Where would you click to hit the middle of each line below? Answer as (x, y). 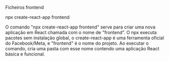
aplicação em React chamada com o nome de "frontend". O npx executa (81, 32)
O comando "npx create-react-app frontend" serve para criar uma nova (80, 27)
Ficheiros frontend (25, 7)
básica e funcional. (25, 54)
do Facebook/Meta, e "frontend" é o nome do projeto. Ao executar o (77, 43)
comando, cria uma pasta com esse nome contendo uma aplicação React (82, 49)
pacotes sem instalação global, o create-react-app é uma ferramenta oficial (85, 38)
